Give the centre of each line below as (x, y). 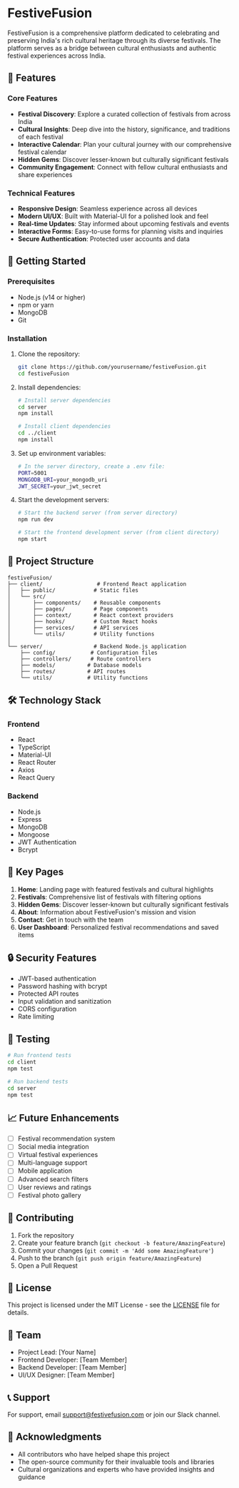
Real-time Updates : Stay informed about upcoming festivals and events (123, 223)
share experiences (45, 174)
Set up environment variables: (62, 453)
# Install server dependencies (64, 400)
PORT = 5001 (32, 473)
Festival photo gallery (49, 1195)
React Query (36, 778)
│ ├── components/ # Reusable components (84, 603)
